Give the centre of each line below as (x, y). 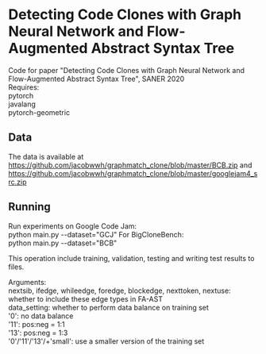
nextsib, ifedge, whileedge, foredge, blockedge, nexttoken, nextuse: (120, 291)
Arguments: (27, 282)
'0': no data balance (41, 316)
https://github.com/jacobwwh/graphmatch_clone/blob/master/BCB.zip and (130, 165)
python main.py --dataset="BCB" (63, 243)
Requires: (24, 87)
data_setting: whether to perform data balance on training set (108, 307)
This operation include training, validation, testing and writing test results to (131, 258)
